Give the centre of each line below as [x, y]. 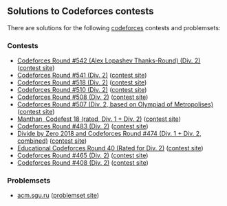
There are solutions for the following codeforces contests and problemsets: [114, 27]
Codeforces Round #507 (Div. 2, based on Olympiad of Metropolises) [115, 104]
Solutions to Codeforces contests [80, 11]
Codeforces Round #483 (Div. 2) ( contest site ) [83, 126]
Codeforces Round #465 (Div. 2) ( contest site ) [83, 156]
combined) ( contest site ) [52, 141]
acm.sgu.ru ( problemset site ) [58, 196]
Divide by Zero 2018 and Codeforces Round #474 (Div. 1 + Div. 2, [109, 134]
